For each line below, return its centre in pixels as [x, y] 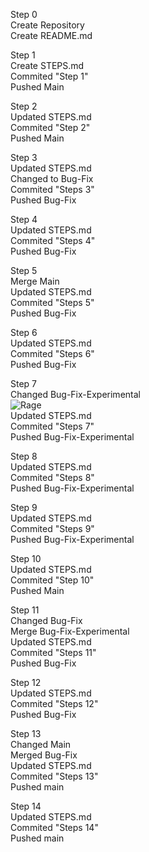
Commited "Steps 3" [52, 189]
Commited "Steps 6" [52, 353]
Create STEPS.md [47, 65]
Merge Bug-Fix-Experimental [70, 631]
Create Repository [47, 25]
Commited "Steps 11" [53, 652]
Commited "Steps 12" [54, 703]
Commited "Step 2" [50, 127]
